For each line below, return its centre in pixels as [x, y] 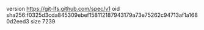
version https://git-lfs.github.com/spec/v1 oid [63, 9]
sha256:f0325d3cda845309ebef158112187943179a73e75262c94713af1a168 [102, 15]
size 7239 [43, 21]
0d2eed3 [18, 21]
